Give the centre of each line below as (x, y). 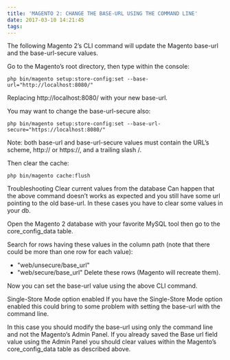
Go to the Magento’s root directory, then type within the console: (99, 67)
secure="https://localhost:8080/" (57, 130)
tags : (15, 26)
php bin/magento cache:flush (49, 176)
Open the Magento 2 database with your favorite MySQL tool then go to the (114, 224)
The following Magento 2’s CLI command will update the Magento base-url (113, 46)
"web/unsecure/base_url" (54, 265)
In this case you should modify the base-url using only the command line (110, 327)
